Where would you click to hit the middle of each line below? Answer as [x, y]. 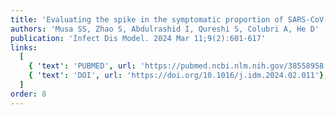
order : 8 [28, 94]
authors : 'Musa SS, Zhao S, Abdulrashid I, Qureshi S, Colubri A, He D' [165, 29]
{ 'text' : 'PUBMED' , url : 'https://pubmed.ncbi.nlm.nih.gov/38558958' [178, 66]
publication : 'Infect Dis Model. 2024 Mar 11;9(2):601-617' [138, 38]
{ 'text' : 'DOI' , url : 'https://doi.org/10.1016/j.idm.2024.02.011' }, [178, 76]
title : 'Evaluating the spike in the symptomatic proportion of [147, 19]
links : [24, 47]
